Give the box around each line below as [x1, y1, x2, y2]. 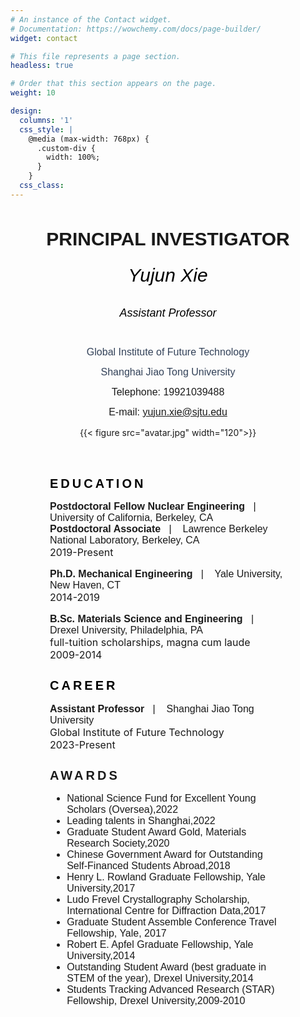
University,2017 [66, 882, 136, 895]
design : [10, 106, 43, 116]
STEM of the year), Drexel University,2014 [66, 972, 254, 985]
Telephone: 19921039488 [111, 386, 225, 398]
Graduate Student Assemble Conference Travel [66, 916, 277, 928]
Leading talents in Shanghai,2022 [66, 815, 216, 827]
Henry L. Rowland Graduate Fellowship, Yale [66, 871, 266, 883]
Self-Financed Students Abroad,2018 [66, 860, 231, 872]
